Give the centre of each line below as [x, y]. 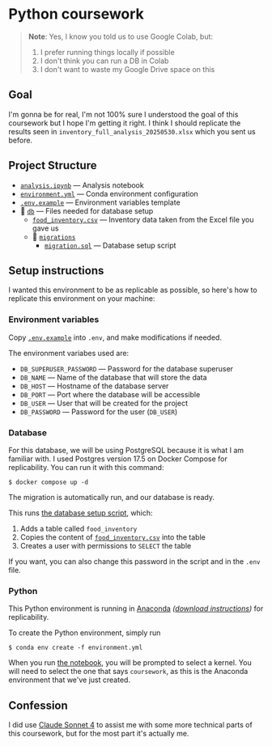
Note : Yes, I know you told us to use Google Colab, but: [120, 36]
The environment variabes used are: [69, 353]
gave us [45, 228]
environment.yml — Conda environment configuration [109, 193]
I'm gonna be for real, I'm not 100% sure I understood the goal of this [123, 114]
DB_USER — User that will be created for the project [104, 403]
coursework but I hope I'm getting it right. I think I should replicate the [125, 123]
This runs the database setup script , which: [81, 513]
